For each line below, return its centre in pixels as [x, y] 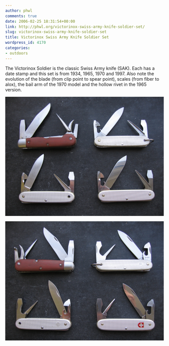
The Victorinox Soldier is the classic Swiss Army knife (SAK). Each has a [80, 68]
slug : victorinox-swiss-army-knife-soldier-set [56, 32]
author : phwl [19, 11]
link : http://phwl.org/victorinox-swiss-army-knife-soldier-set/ [75, 27]
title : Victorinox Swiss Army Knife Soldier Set [57, 37]
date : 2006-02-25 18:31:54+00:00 [40, 21]
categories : [18, 48]
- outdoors [17, 53]
